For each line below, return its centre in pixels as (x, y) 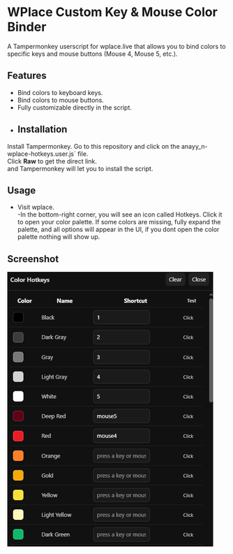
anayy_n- (194, 146)
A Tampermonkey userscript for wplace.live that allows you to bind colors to (116, 46)
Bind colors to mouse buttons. (61, 100)
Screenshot (33, 259)
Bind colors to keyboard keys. (60, 92)
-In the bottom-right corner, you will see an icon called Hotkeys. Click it (120, 214)
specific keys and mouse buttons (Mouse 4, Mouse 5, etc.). (92, 54)
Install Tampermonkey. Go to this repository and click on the (93, 146)
